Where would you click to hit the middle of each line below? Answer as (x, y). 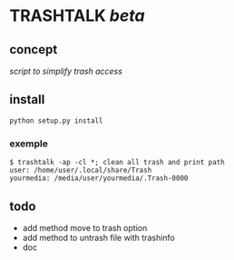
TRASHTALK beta (77, 16)
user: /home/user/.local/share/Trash (81, 170)
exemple (29, 144)
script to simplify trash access (66, 71)
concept (34, 50)
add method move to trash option (85, 227)
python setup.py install (56, 120)
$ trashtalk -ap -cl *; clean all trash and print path (117, 163)
